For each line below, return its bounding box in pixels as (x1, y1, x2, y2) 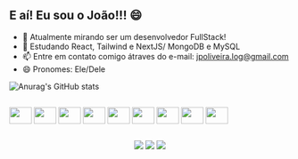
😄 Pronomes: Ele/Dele (21, 63, 105, 75)
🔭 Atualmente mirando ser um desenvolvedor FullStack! (21, 31, 227, 42)
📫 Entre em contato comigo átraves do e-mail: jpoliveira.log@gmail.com (21, 51, 289, 61)
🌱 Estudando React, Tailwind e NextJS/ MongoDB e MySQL (21, 41, 241, 52)
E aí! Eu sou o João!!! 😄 (9, 8, 143, 23)
